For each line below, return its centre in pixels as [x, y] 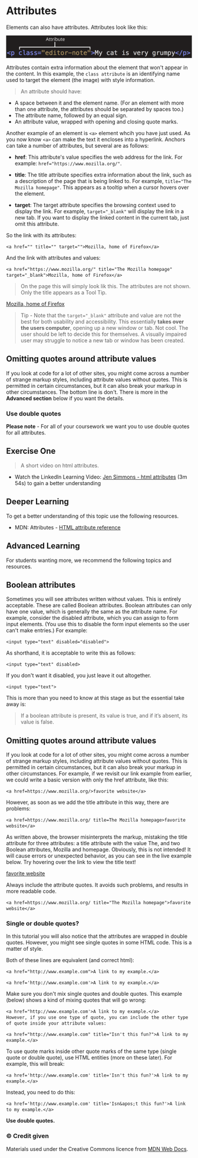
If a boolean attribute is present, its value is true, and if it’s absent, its [104, 716]
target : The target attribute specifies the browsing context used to [95, 205]
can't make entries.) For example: [47, 630]
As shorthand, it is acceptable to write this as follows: [71, 653]
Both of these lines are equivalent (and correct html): [70, 960]
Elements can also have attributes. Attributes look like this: [77, 27]
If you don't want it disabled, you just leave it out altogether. [79, 676]
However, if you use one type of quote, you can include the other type [97, 1018]
